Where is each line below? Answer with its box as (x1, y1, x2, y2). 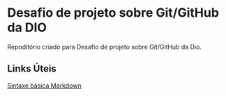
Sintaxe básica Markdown (7, 81, 82, 90)
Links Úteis (7, 63, 57, 74)
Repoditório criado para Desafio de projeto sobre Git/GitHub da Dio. (7, 42, 202, 51)
